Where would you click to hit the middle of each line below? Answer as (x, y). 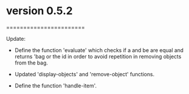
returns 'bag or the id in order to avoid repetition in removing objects (98, 56)
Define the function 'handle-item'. (56, 85)
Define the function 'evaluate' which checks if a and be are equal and (99, 50)
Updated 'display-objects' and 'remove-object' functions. (84, 74)
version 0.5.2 (39, 11)
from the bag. (31, 63)
